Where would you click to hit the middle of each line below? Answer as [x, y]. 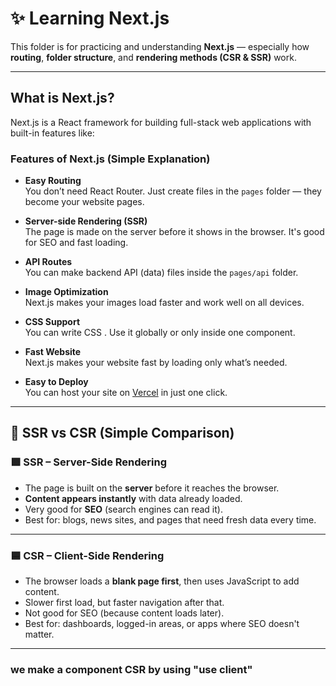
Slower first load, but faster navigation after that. [124, 603]
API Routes [48, 262]
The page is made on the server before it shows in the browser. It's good [174, 232]
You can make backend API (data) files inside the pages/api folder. [161, 273]
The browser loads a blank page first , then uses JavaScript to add [162, 581]
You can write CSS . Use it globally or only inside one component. [160, 333]
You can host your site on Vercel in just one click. [126, 393]
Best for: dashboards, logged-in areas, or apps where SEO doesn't [162, 624]
